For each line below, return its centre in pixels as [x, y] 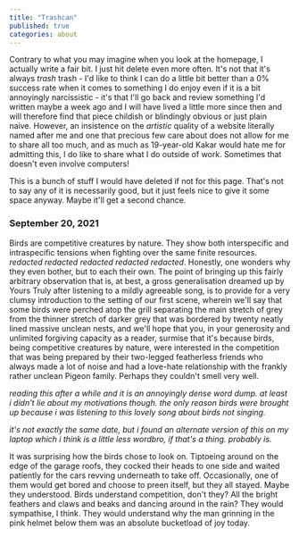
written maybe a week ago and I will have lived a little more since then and [146, 107]
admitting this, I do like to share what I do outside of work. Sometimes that [145, 155]
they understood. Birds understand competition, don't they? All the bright [144, 494]
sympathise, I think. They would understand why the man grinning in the [142, 513]
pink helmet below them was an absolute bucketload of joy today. [130, 523]
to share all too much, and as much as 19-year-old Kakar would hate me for [148, 145]
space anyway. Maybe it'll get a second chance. [98, 200]
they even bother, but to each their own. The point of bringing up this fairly [146, 271]
